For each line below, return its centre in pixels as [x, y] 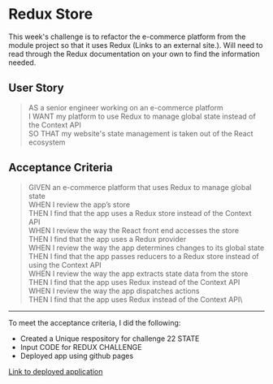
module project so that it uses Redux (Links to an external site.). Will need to [136, 45]
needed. [22, 63]
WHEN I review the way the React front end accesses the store [134, 230]
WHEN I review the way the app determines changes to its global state [146, 248]
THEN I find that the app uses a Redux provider [107, 239]
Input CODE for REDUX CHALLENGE [81, 347]
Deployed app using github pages [77, 356]
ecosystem [47, 142]
